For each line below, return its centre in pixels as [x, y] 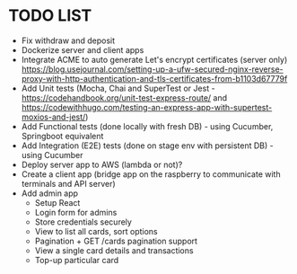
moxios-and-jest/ [53, 117]
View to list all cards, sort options [96, 231]
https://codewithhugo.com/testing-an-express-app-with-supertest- [147, 107]
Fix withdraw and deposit [68, 40]
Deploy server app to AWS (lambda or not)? [102, 164]
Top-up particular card [77, 260]
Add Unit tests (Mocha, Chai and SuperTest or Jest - [118, 88]
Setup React [57, 202]
